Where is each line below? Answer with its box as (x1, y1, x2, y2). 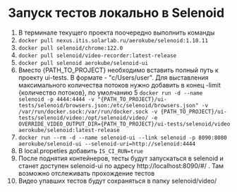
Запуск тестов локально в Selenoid (8, 5, 225, 21)
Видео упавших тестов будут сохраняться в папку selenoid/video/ (18, 176, 217, 185)
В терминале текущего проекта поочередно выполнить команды (18, 28, 215, 37)
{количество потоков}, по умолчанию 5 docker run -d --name (18, 88, 203, 97)
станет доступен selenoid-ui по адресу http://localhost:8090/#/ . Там (18, 161, 224, 170)
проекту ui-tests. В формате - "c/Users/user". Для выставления (18, 73, 209, 82)
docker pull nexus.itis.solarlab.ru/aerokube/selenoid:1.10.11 (18, 37, 209, 44)
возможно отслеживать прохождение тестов (18, 169, 155, 177)
